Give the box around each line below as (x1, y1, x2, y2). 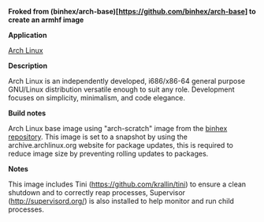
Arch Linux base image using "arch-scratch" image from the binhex (8, 124, 228, 133)
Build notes (8, 108, 46, 118)
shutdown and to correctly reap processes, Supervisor (8, 188, 186, 197)
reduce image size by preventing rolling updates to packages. (8, 149, 209, 158)
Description (8, 61, 48, 70)
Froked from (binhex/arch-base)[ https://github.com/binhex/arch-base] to (8, 7, 256, 16)
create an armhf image (8, 15, 84, 24)
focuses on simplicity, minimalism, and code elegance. (8, 93, 185, 102)
